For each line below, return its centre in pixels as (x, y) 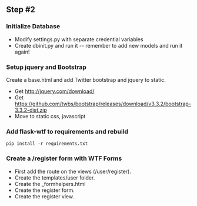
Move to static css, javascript (50, 116)
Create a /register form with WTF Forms (64, 158)
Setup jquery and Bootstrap (46, 67)
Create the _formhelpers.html (50, 184)
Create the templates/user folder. (55, 177)
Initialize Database (33, 26)
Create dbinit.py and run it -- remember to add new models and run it (98, 45)
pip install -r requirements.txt (47, 144)
